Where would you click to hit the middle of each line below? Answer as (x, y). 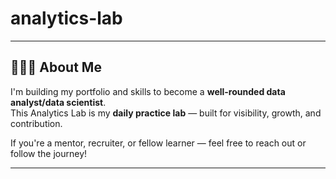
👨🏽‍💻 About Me (56, 67)
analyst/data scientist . (58, 102)
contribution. (36, 123)
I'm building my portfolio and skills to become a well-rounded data (148, 91)
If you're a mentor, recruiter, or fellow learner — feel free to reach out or (158, 143)
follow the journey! (49, 153)
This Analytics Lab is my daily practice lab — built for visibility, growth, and (166, 113)
